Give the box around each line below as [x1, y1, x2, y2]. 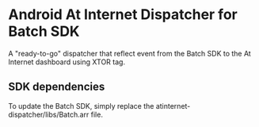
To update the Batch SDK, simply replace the [8, 101, 154, 110]
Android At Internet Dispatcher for [8, 6, 238, 24]
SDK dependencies [8, 80, 105, 94]
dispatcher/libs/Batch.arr [8, 110, 90, 119]
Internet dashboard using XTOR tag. [8, 57, 125, 67]
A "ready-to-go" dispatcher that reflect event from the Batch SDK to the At [8, 48, 251, 58]
